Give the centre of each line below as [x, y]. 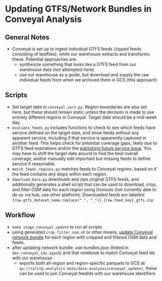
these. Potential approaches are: [44, 59]
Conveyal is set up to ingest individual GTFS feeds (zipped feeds [77, 49]
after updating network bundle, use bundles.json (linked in [70, 247]
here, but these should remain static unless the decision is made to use [83, 112]
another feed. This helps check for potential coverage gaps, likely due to [84, 143]
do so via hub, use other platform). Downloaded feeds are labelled [78, 194]
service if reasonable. [34, 163]
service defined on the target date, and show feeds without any [75, 133]
